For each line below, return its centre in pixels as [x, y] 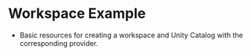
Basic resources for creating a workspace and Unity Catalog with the [131, 35]
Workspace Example [77, 14]
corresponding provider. [59, 43]
